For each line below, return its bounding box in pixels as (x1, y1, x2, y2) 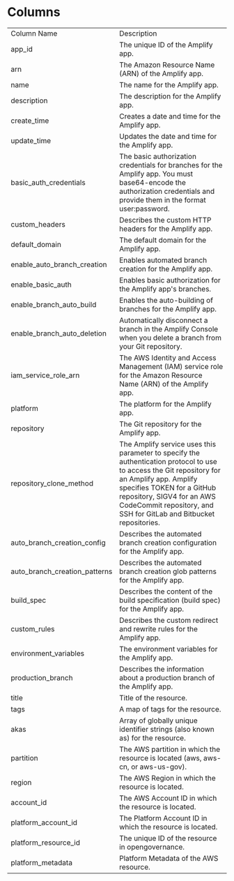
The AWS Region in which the (119, 773, 216, 783)
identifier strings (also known (119, 724, 214, 734)
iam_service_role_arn (10, 370, 80, 380)
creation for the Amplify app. (119, 264, 213, 273)
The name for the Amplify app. (119, 80, 219, 89)
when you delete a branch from (119, 333, 221, 342)
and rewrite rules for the (119, 624, 198, 633)
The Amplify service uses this (119, 439, 217, 449)
